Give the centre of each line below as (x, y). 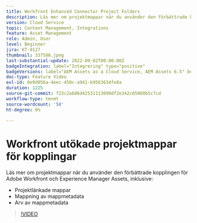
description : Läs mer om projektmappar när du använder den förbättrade (97, 17)
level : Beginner (26, 45)
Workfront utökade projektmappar (91, 144)
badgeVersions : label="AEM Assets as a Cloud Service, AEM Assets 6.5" (95, 72)
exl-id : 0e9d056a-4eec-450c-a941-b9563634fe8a (64, 83)
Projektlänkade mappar (43, 190)
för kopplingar (41, 156)
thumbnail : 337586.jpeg (35, 55)
